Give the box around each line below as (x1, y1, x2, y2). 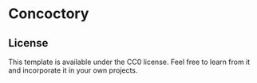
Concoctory (8, 5, 89, 23)
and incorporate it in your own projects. (8, 66, 138, 75)
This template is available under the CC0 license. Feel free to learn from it (8, 57, 251, 66)
